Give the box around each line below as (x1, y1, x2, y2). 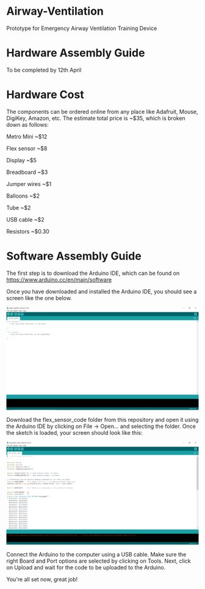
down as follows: (6, 121, 49, 128)
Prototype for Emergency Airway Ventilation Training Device (6, 24, 157, 32)
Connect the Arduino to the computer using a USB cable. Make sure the (6, 551, 187, 558)
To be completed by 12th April (6, 66, 82, 73)
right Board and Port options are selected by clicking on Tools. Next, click (6, 557, 191, 565)
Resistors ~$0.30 (6, 228, 50, 235)
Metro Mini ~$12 (6, 133, 48, 140)
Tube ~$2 (6, 204, 31, 211)
